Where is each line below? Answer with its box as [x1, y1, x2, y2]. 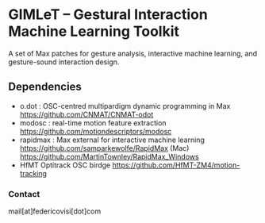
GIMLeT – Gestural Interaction [8, 6, 208, 24]
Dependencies [8, 80, 82, 94]
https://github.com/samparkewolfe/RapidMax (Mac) [19, 143, 190, 152]
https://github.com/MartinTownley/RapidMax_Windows [19, 152, 200, 161]
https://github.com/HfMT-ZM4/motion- [112, 160, 240, 170]
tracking [19, 168, 48, 178]
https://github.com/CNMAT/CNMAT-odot [19, 110, 154, 119]
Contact [8, 188, 40, 199]
